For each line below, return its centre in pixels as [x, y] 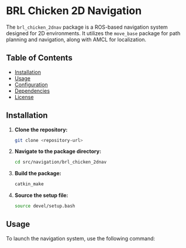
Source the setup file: [41, 195]
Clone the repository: [41, 130]
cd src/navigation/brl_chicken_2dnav [61, 162]
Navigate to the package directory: [58, 151]
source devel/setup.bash [45, 206]
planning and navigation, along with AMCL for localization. [76, 39]
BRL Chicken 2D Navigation [74, 11]
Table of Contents [39, 58]
